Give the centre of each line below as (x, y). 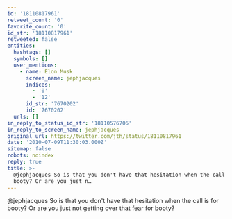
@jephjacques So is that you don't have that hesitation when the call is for (113, 201)
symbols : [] (31, 59)
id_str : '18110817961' (40, 33)
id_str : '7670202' (52, 104)
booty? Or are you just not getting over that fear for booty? (91, 208)
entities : (22, 46)
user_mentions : (35, 65)
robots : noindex (31, 156)
